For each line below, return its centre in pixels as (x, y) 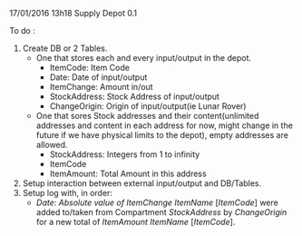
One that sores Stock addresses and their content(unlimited (147, 116)
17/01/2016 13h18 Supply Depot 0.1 (73, 13)
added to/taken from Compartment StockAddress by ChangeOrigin (161, 212)
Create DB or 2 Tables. (65, 48)
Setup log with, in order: (68, 193)
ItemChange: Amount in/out (101, 87)
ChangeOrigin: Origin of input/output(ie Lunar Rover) (148, 106)
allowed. (52, 145)
